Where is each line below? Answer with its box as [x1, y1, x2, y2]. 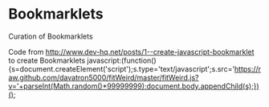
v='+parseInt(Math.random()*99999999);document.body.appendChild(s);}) [8, 81, 259, 91]
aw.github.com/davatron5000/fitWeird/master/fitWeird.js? [8, 72, 199, 82]
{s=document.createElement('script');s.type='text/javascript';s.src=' [8, 64, 235, 73]
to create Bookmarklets [8, 56, 86, 65]
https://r [234, 64, 262, 73]
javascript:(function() [87, 56, 157, 65]
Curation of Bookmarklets [8, 31, 94, 41]
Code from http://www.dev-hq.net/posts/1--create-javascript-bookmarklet [8, 47, 255, 56]
